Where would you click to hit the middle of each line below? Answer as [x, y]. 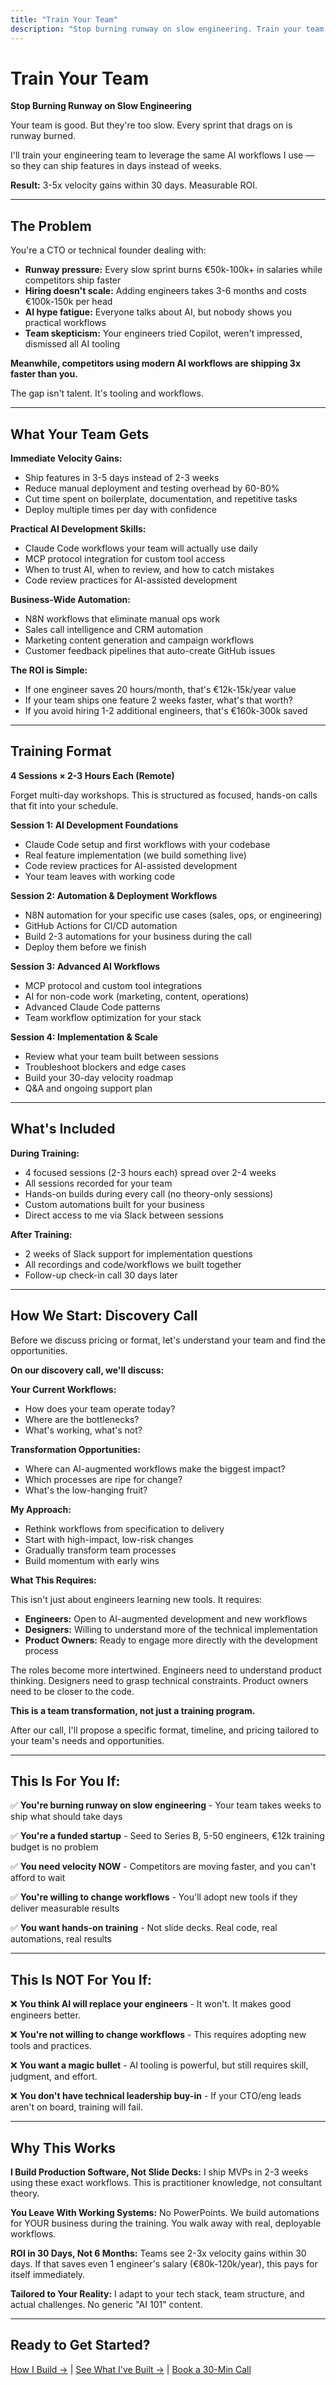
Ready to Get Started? [80, 2345]
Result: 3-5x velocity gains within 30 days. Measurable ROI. [134, 185]
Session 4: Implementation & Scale [84, 1037]
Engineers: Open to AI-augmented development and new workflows [166, 1618]
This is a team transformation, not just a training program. [133, 1710]
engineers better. [45, 2015]
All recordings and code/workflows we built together [133, 1264]
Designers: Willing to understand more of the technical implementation [171, 1629]
